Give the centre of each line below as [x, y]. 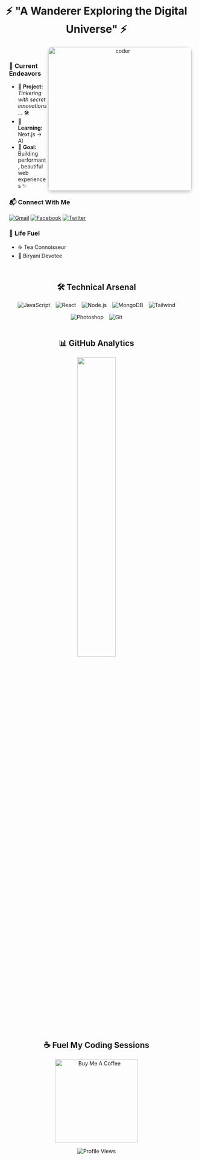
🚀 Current [24, 65]
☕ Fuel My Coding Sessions [96, 1045]
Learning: [30, 128]
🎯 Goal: [27, 147]
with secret [32, 99]
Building [28, 154]
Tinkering [30, 93]
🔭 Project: [30, 87]
